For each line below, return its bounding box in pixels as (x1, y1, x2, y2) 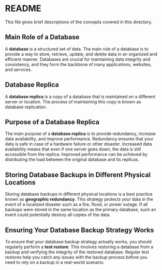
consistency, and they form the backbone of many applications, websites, (5, 61, 152, 67)
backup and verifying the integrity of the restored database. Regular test (5, 249, 149, 255)
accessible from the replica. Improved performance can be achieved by (5, 152, 147, 157)
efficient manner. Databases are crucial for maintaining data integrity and (5, 56, 151, 62)
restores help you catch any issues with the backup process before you (5, 254, 147, 260)
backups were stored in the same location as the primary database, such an (5, 207, 156, 213)
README (5, 3, 42, 14)
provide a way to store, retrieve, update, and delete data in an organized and (5, 51, 158, 57)
